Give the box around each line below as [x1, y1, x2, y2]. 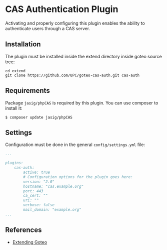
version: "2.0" [23, 179, 55, 184]
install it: [5, 105, 22, 111]
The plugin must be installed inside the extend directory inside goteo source [5, 53, 162, 59]
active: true [23, 170, 50, 175]
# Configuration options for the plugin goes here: [23, 174, 133, 179]
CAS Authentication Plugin [5, 4, 118, 15]
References [5, 226, 42, 234]
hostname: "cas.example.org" [23, 184, 84, 189]
